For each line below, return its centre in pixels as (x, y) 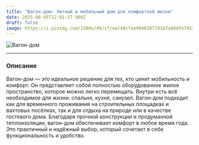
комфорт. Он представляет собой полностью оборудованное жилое (93, 85)
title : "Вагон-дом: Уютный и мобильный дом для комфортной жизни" (90, 12)
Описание (22, 66)
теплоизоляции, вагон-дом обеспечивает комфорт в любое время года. (98, 123)
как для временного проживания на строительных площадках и (88, 104)
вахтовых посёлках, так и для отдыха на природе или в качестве (89, 110)
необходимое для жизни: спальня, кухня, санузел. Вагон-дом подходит (97, 98)
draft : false (22, 22)
